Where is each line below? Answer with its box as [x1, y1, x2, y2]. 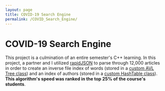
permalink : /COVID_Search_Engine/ [5, 16, 78, 21]
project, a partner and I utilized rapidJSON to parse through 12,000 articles [5, 60, 160, 66]
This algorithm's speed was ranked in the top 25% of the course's [5, 76, 146, 82]
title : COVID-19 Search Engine [5, 12, 71, 17]
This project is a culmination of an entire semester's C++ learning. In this [5, 54, 156, 60]
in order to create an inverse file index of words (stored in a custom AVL [5, 65, 154, 71]
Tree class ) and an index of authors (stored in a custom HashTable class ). [5, 70, 157, 76]
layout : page [5, 7, 33, 12]
